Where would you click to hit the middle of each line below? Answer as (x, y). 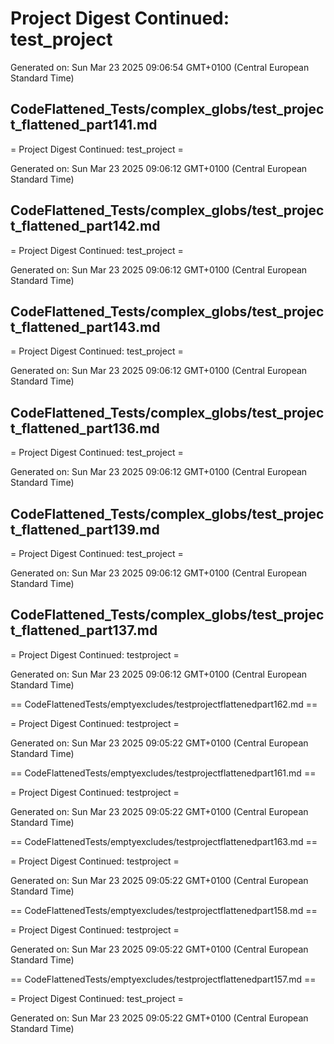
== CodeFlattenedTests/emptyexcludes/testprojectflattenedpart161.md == (163, 773)
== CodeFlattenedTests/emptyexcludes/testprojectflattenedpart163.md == (164, 841)
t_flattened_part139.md (85, 529)
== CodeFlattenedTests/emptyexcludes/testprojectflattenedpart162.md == (164, 704)
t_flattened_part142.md (85, 226)
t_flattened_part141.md (84, 125)
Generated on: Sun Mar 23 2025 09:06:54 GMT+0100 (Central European (160, 67)
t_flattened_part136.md (85, 428)
